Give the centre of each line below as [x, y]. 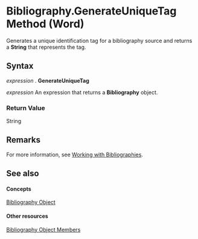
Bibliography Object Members [43, 229]
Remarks [24, 140]
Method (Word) [45, 24]
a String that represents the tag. [46, 47]
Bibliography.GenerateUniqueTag [91, 11]
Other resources [27, 216]
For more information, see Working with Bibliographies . [75, 155]
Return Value [26, 108]
